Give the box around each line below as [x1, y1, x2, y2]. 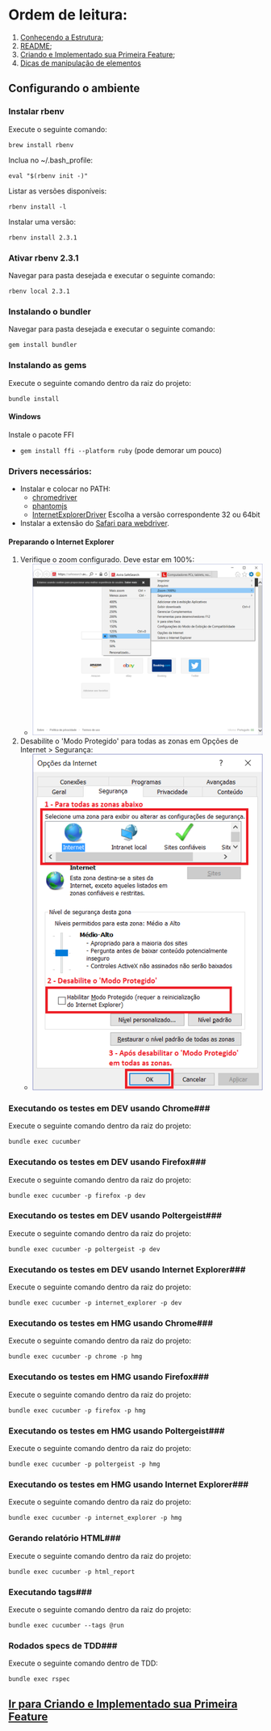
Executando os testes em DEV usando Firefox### [8, 1157, 206, 1168]
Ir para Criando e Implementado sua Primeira [8, 1697, 238, 1711]
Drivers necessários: [8, 465, 92, 476]
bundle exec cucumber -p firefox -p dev [8, 1191, 147, 1200]
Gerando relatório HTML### [8, 1533, 121, 1544]
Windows [8, 412, 41, 421]
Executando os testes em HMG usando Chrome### [8, 1318, 214, 1329]
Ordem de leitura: [8, 6, 127, 24]
